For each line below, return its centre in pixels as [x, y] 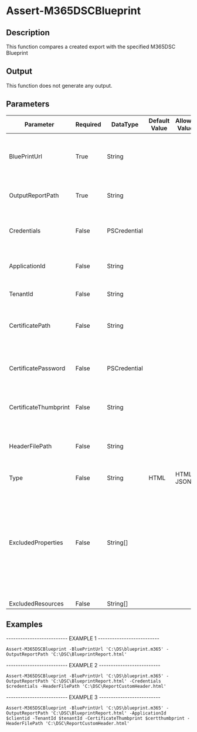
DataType [125, 124]
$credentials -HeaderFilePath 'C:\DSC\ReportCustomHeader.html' [86, 687]
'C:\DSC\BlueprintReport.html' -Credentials [106, 681]
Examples [24, 625]
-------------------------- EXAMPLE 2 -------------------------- [83, 666]
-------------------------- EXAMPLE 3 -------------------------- [83, 697]
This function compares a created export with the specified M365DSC [91, 46]
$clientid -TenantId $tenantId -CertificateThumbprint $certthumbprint [95, 718]
